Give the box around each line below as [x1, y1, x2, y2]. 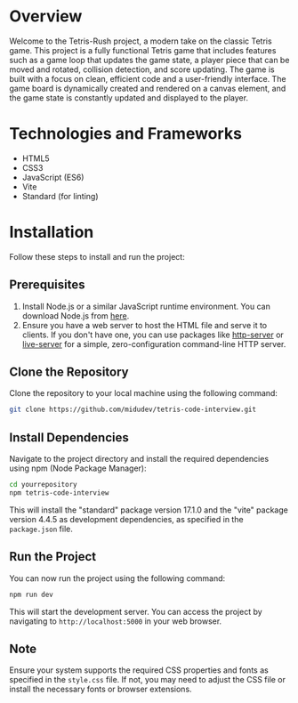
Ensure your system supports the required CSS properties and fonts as [9, 665, 269, 675]
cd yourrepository [9, 481, 77, 489]
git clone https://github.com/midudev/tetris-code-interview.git [9, 405, 256, 415]
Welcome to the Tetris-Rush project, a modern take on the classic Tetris [9, 36, 273, 46]
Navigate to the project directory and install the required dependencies [9, 454, 270, 465]
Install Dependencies [9, 430, 129, 445]
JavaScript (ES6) [21, 172, 85, 182]
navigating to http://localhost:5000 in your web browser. [9, 616, 222, 626]
